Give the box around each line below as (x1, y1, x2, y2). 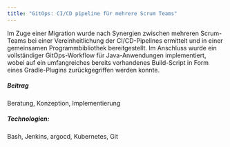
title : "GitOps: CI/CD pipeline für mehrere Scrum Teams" (7, 10, 178, 17)
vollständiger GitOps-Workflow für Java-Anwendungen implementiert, (7, 51, 207, 59)
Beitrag (7, 81, 29, 90)
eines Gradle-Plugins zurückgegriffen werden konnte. (7, 66, 160, 74)
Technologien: (7, 115, 50, 123)
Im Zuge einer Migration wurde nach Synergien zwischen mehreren (7, 29, 199, 37)
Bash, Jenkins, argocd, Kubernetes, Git (7, 132, 119, 140)
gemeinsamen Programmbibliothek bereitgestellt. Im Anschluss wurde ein (7, 43, 217, 52)
